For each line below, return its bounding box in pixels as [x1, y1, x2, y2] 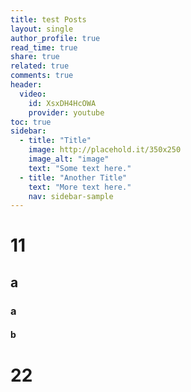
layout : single [10, 24, 74, 34]
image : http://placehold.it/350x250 [28, 145, 182, 155]
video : [19, 89, 47, 99]
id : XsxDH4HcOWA [28, 98, 97, 108]
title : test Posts [10, 14, 87, 25]
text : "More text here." [28, 182, 132, 192]
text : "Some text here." [28, 163, 132, 173]
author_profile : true [10, 33, 101, 43]
